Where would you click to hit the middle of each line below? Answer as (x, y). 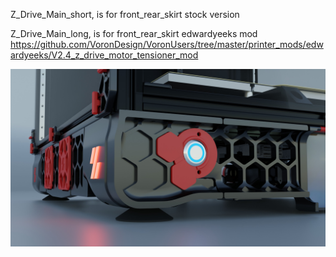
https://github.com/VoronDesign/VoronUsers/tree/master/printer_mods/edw (167, 44)
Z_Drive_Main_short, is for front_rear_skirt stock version (125, 14)
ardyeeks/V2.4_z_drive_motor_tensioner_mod (104, 55)
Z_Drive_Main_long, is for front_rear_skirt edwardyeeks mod (134, 33)
